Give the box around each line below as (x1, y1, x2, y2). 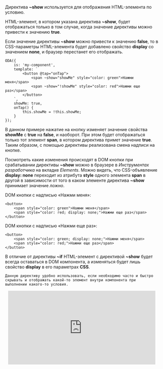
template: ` (14, 67, 38, 72)
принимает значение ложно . (5, 183, 65, 188)
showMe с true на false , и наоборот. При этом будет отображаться (5, 132, 145, 137)
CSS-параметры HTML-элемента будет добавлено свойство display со (5, 44, 154, 49)
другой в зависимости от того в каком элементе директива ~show (5, 177, 145, 183)
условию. (5, 9, 25, 15)
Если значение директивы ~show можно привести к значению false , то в (5, 39, 159, 44)
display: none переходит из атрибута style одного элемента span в (5, 173, 146, 178)
